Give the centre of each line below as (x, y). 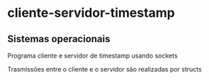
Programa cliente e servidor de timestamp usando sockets (93, 55)
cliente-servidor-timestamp (91, 13)
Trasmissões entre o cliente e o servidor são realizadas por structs (104, 69)
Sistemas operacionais (59, 39)
